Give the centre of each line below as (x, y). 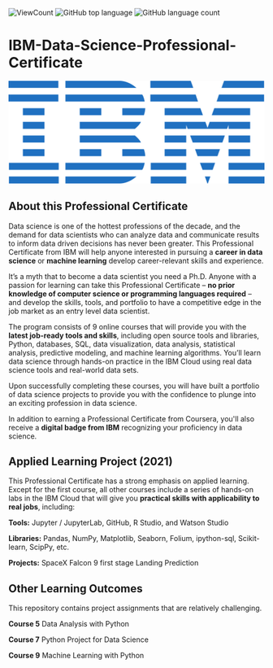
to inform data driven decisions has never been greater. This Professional (131, 243)
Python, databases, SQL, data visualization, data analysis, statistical (122, 344)
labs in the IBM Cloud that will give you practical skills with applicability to (134, 498)
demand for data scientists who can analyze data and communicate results (134, 234)
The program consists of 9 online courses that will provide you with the (128, 326)
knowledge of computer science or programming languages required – (130, 294)
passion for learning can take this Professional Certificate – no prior (122, 285)
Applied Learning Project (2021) (91, 461)
